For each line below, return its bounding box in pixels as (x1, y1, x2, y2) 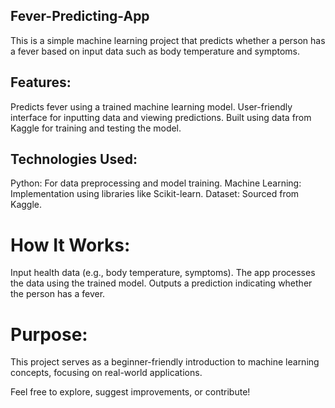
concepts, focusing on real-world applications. (10, 367, 203, 379)
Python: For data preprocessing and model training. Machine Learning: (10, 177, 302, 189)
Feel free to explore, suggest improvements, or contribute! (10, 386, 251, 398)
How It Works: (10, 234, 131, 256)
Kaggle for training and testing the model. (10, 122, 182, 134)
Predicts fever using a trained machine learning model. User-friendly (10, 100, 293, 113)
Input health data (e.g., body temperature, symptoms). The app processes (10, 267, 316, 279)
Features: (10, 74, 72, 91)
